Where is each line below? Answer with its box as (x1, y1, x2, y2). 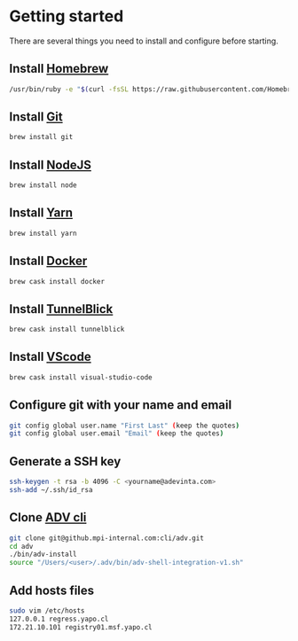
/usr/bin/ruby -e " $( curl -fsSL (9, 84, 129, 94)
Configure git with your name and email (9, 397, 232, 413)
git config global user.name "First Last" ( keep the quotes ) (9, 421, 240, 430)
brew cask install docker (9, 277, 105, 285)
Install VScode (9, 349, 91, 364)
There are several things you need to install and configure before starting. (9, 35, 279, 46)
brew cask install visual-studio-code (9, 372, 153, 382)
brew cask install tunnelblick (9, 325, 125, 334)
